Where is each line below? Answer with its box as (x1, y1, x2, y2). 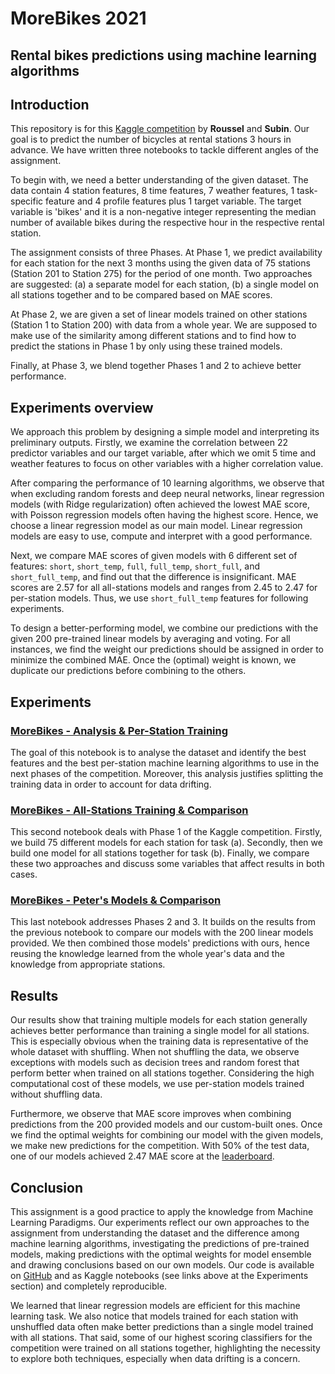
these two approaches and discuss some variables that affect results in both (10, 858, 325, 870)
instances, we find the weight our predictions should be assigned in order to (10, 643, 324, 656)
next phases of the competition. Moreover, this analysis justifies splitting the (10, 767, 324, 779)
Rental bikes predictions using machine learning (10, 47, 318, 64)
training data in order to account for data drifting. (10, 778, 212, 790)
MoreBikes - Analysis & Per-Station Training (10, 723, 229, 737)
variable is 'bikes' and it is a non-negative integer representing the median (10, 206, 317, 218)
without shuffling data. (10, 1088, 103, 1101)
